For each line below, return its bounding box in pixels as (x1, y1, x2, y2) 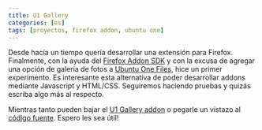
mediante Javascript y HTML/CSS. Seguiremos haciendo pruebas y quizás (8, 81, 251, 91)
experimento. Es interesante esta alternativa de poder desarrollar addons (8, 72, 246, 83)
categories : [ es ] (8, 19, 65, 27)
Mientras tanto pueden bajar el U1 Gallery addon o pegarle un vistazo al (8, 105, 241, 114)
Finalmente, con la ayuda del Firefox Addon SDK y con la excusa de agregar (8, 56, 255, 65)
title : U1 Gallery (8, 11, 69, 20)
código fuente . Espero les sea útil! (8, 113, 119, 123)
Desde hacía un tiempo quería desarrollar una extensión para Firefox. (8, 48, 234, 58)
